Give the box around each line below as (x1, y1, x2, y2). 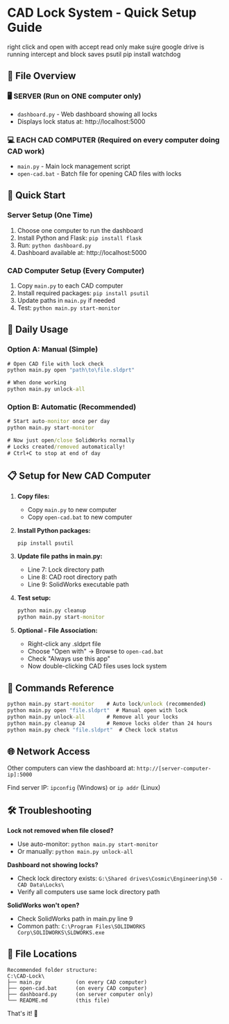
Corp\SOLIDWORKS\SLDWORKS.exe (17, 930, 105, 936)
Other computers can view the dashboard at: (7, 764, 135, 773)
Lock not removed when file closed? (7, 827, 114, 835)
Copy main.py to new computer (27, 505, 117, 513)
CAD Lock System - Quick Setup (7, 5, 196, 21)
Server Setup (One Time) (7, 210, 93, 220)
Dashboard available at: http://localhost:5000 (17, 248, 147, 256)
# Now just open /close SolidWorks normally (7, 437, 135, 444)
